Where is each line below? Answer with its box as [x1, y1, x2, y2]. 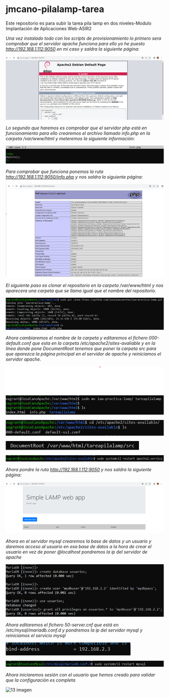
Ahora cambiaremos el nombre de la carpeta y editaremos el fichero [6, 334, 148, 340]
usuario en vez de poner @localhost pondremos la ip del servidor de [6, 549, 147, 555]
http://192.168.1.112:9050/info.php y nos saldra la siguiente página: [6, 173, 143, 180]
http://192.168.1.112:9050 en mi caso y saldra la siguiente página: [6, 46, 139, 52]
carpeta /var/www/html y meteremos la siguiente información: [6, 136, 135, 142]
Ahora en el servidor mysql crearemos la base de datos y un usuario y [6, 538, 152, 544]
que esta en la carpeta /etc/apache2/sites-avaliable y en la [32, 340, 156, 346]
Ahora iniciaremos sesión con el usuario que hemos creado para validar [6, 672, 155, 678]
